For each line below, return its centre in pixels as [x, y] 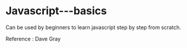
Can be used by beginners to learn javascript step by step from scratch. [93, 27]
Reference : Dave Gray [33, 39]
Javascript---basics [56, 11]
